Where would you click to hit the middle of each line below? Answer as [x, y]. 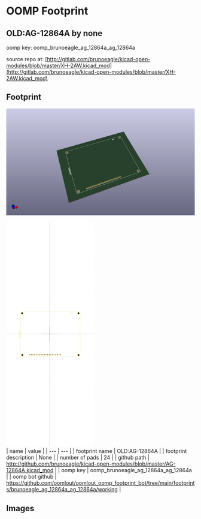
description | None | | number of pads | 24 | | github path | [78, 458]
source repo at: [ [27, 59]
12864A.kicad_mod [30, 470]
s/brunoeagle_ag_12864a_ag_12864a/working [62, 490]
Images [20, 508]
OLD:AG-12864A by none [54, 33]
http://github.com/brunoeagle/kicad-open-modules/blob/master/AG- [91, 464]
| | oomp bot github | [31, 477]
